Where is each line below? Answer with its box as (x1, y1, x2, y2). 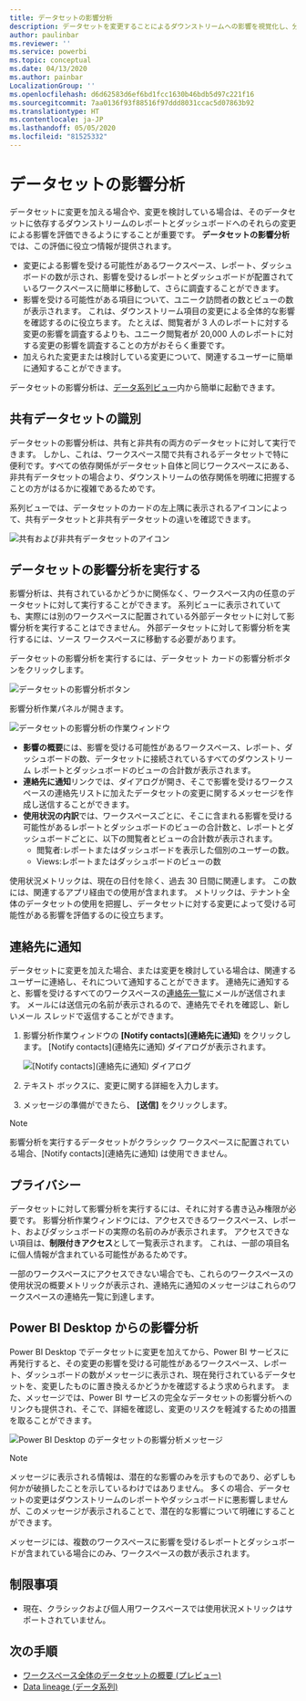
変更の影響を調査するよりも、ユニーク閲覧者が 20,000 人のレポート (22, 328, 278, 339)
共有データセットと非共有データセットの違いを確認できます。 (25, 513, 256, 525)
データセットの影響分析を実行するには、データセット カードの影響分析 (9, 653, 275, 664)
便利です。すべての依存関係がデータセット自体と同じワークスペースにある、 (9, 460, 294, 471)
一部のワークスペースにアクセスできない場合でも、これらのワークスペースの (9, 1268, 294, 1279)
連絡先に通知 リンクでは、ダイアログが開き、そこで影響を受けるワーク (22, 777, 286, 788)
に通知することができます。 (22, 362, 127, 373)
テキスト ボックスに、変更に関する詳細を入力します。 (22, 1080, 224, 1091)
